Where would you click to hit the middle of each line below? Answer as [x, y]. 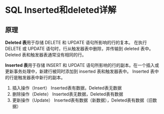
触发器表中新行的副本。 [41, 77]
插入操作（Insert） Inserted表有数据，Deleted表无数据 [67, 88]
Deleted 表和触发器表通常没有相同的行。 [46, 55]
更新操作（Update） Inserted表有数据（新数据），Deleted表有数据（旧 [82, 100]
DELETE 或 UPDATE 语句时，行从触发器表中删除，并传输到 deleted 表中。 [79, 49]
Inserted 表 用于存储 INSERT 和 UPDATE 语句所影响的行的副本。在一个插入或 [82, 65]
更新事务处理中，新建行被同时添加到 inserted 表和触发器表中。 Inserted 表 [80, 71]
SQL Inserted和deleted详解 [61, 10]
